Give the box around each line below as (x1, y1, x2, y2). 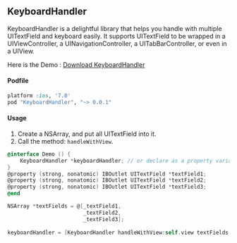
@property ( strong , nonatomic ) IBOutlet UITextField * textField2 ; (7, 177, 207, 184)
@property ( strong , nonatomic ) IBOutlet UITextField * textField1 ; (7, 170, 207, 177)
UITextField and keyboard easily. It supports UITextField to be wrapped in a (7, 32, 226, 40)
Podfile (7, 77, 29, 85)
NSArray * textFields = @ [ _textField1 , (7, 203, 121, 210)
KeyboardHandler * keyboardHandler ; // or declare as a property (20, 157, 213, 164)
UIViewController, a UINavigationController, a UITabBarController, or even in (7, 39, 227, 48)
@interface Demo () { (7, 151, 71, 158)
